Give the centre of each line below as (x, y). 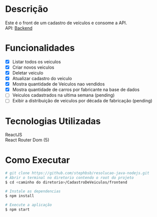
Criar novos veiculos (33, 67)
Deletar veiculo (28, 73)
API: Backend (19, 28)
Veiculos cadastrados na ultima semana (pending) (63, 95)
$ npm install (20, 196)
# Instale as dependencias (33, 191)
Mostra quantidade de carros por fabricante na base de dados (76, 89)
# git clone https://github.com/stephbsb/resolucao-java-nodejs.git (77, 173)
